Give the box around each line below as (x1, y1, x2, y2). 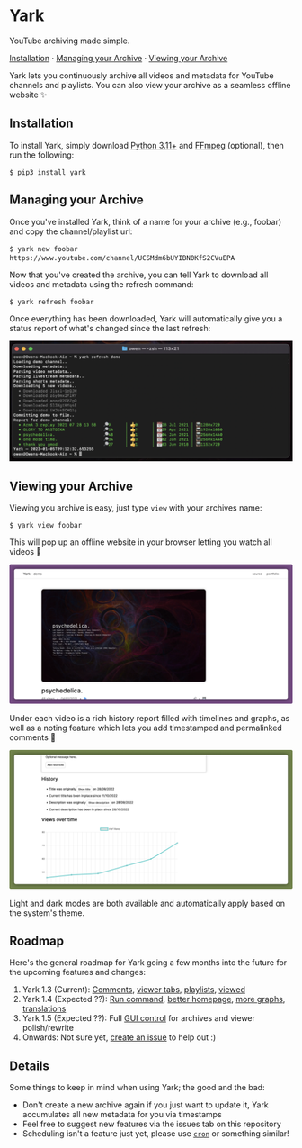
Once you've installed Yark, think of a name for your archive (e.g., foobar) (9, 216, 282, 227)
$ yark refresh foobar (9, 297, 94, 306)
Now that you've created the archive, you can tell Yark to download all (9, 269, 269, 280)
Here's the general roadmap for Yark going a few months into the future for (9, 957, 288, 968)
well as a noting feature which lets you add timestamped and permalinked (9, 722, 283, 733)
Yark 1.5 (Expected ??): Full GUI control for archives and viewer (22, 1013, 256, 1024)
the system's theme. (9, 907, 85, 918)
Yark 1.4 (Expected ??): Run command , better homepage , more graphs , (22, 994, 286, 1005)
